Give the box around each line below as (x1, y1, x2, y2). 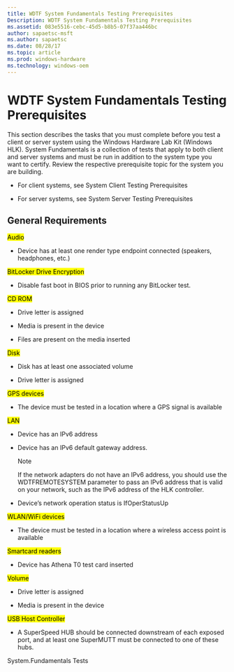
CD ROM (7, 295, 33, 303)
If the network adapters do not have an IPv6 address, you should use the (17, 471, 227, 479)
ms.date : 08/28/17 (7, 43, 61, 50)
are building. (7, 167, 43, 175)
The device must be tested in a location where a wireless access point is (17, 526, 226, 534)
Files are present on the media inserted (17, 335, 131, 344)
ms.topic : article (7, 50, 61, 57)
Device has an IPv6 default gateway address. (17, 444, 148, 452)
